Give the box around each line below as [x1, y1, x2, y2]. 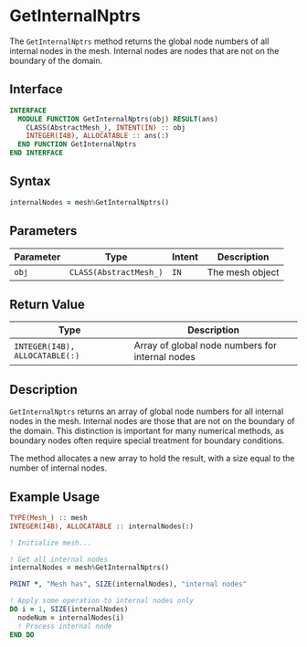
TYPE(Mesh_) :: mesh [9, 513, 89, 522]
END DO [9, 630, 35, 640]
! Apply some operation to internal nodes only [9, 596, 195, 606]
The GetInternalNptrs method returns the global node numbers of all [9, 36, 270, 47]
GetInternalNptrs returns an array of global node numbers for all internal [9, 406, 284, 417]
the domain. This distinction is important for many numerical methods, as [9, 426, 285, 437]
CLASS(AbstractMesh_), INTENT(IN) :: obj [26, 122, 185, 133]
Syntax [9, 174, 51, 189]
